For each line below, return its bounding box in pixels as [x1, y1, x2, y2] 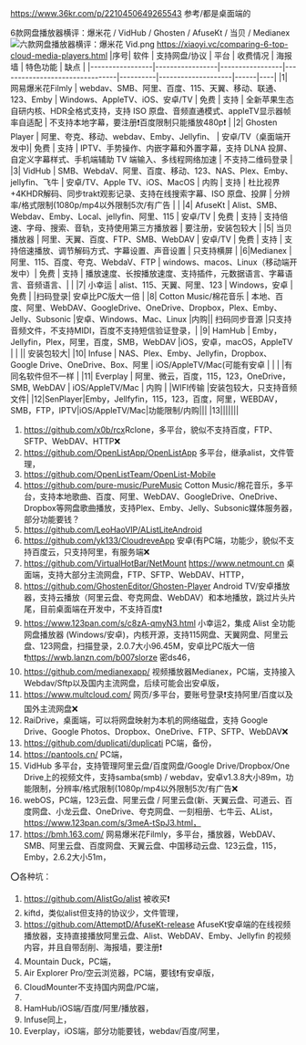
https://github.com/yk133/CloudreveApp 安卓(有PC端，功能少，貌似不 [23, 535, 287, 546]
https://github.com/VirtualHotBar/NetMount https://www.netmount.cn [23, 558, 285, 569]
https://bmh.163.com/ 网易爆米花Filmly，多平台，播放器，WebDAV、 [23, 829, 281, 840]
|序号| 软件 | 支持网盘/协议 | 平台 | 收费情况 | [109, 50, 274, 61]
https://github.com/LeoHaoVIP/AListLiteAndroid [23, 524, 203, 535]
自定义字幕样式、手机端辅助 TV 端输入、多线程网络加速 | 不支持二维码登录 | [10, 154, 293, 164]
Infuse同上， [23, 1014, 72, 1025]
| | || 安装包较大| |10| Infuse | [10, 348, 117, 359]
